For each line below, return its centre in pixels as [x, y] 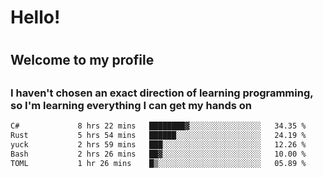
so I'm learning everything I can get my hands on [131, 105]
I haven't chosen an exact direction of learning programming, [162, 93]
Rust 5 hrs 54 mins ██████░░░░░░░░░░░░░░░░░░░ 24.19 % [158, 136]
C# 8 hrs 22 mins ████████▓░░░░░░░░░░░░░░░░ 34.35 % [158, 126]
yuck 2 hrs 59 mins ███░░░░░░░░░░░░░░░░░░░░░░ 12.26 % [158, 144]
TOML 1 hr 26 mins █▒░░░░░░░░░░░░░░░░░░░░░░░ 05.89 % [158, 163]
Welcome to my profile [82, 60]
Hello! [35, 17]
